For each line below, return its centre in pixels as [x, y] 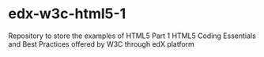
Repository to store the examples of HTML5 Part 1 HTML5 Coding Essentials [132, 36]
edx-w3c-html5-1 [67, 14]
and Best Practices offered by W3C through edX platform [102, 44]
